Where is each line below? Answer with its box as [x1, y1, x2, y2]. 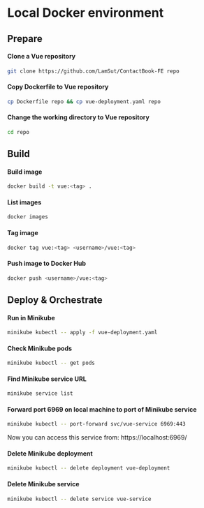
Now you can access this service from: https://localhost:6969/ [7, 433, 187, 442]
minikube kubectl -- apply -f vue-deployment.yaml [7, 329, 158, 336]
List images [7, 197, 42, 207]
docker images [7, 214, 49, 221]
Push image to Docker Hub [7, 260, 86, 268]
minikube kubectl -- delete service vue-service [7, 495, 152, 502]
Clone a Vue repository [7, 52, 76, 61]
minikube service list [7, 390, 73, 397]
